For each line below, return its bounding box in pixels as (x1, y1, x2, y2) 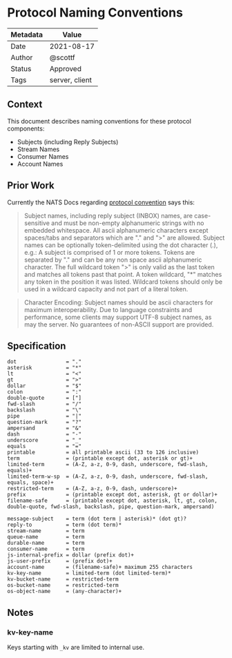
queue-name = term (7, 534, 85, 541)
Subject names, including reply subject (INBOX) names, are (23, 211, 193, 220)
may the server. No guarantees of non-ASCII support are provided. (23, 320, 214, 329)
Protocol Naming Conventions (7, 5, 183, 21)
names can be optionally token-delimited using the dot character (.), (23, 240, 218, 249)
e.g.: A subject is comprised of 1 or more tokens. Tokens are (23, 248, 195, 256)
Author (10, 52, 33, 62)
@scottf (49, 52, 75, 62)
